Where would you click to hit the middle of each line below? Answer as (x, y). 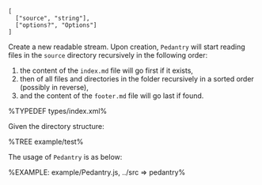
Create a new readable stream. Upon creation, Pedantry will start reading (127, 47)
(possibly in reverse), (54, 87)
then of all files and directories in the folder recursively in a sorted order (137, 79)
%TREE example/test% (46, 142)
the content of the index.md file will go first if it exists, (106, 70)
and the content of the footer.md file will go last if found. (112, 96)
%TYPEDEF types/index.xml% (58, 111)
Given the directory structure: (56, 126)
